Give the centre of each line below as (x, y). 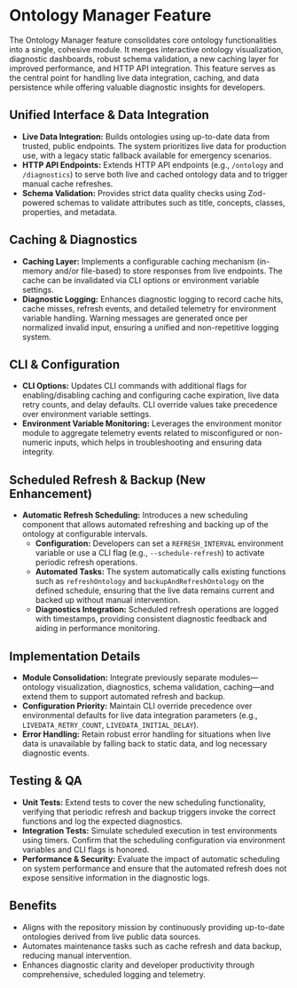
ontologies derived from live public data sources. (111, 937)
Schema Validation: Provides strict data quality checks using (134, 193)
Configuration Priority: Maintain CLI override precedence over (137, 706)
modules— (238, 677)
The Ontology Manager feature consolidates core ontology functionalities (143, 40)
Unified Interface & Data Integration (109, 115)
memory (37, 271)
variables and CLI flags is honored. (86, 850)
